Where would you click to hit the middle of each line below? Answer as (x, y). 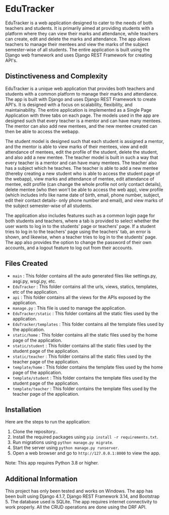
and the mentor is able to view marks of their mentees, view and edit (76, 147)
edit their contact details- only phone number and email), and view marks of (84, 200)
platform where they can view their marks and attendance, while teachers (82, 33)
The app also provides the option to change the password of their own (78, 242)
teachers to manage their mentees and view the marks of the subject (77, 44)
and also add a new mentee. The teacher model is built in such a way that (82, 157)
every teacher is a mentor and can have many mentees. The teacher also (81, 163)
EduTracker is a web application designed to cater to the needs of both (79, 23)
